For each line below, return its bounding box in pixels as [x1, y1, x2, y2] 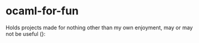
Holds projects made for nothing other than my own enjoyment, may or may [5, 24, 193, 31]
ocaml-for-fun [5, 4, 79, 18]
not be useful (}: [5, 30, 46, 37]
